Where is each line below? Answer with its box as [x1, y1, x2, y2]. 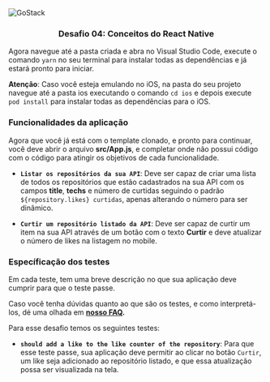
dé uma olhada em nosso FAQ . [22, 307, 126, 317]
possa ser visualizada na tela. [19, 364, 119, 374]
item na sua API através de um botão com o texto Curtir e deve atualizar [19, 227, 262, 237]
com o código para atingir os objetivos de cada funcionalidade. [8, 152, 220, 162]
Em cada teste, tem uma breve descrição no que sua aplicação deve [8, 274, 237, 284]
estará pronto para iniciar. [8, 64, 95, 74]
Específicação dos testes [8, 255, 110, 267]
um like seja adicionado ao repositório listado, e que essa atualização [19, 356, 252, 366]
